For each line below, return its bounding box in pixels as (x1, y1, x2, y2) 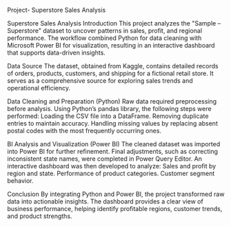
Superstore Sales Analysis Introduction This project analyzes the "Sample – (7, 19, 221, 27)
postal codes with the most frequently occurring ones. (7, 127, 162, 135)
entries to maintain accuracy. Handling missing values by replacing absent (7, 119, 219, 127)
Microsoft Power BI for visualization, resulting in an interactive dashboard (7, 41, 215, 49)
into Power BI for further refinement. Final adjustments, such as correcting (7, 148, 219, 155)
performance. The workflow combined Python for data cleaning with (7, 34, 202, 42)
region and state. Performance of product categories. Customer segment (7, 169, 215, 177)
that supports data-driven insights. (7, 48, 106, 57)
